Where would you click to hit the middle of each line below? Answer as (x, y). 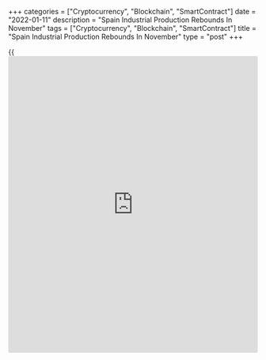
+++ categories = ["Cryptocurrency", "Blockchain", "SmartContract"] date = (132, 11)
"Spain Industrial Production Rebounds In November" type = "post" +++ (126, 36)
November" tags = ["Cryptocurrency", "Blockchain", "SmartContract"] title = (133, 28)
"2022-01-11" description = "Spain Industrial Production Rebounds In (120, 20)
